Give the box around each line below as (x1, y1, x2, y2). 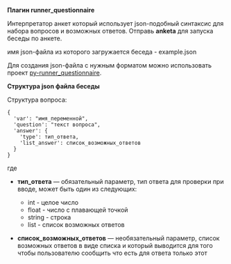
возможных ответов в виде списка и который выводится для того (17, 242, 213, 249)
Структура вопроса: (7, 95, 67, 104)
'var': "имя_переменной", (13, 115, 89, 122)
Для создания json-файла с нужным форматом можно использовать (7, 61, 212, 69)
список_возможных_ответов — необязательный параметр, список (17, 234, 220, 242)
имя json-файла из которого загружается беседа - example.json (7, 48, 197, 56)
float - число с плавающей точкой (27, 205, 128, 214)
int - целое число (27, 199, 78, 206)
